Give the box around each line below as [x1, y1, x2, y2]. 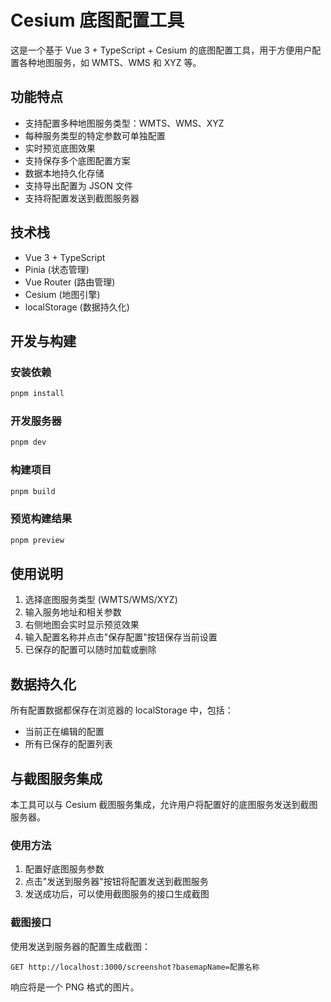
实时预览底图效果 [24, 142, 96, 154]
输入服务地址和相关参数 [24, 606, 122, 618]
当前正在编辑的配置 [24, 726, 105, 738]
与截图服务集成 [10, 770, 103, 787]
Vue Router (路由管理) [24, 276, 116, 288]
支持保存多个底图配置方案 [24, 154, 131, 166]
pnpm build [10, 486, 56, 496]
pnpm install [10, 389, 65, 399]
